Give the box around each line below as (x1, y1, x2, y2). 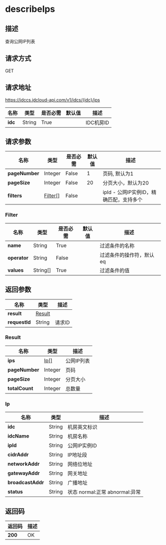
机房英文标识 (67, 424, 98, 431)
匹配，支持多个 (108, 197, 143, 203)
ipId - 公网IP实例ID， (103, 189, 152, 196)
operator (7, 254, 29, 261)
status (7, 489, 23, 495)
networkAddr (7, 460, 40, 467)
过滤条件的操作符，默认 (99, 251, 155, 258)
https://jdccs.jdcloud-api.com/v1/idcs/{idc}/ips (5, 97, 100, 102)
